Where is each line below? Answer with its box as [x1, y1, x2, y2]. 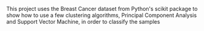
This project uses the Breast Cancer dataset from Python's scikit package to [6, 5, 198, 12]
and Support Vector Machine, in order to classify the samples [6, 18, 160, 25]
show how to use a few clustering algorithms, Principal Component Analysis [6, 12, 197, 19]
